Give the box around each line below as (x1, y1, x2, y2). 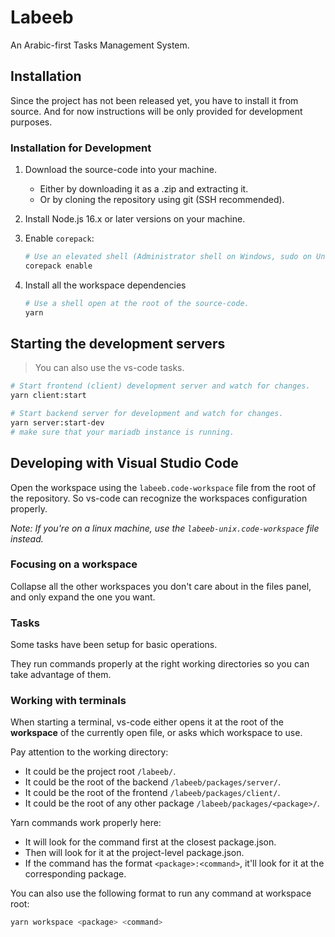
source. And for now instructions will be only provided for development (10, 105, 303, 117)
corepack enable (24, 261, 93, 271)
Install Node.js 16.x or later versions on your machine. (24, 213, 246, 225)
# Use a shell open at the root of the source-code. (24, 298, 250, 308)
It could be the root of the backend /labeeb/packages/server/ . (24, 776, 282, 788)
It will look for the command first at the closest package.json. (24, 836, 277, 848)
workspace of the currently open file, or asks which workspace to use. (10, 727, 303, 739)
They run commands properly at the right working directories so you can (10, 658, 310, 670)
